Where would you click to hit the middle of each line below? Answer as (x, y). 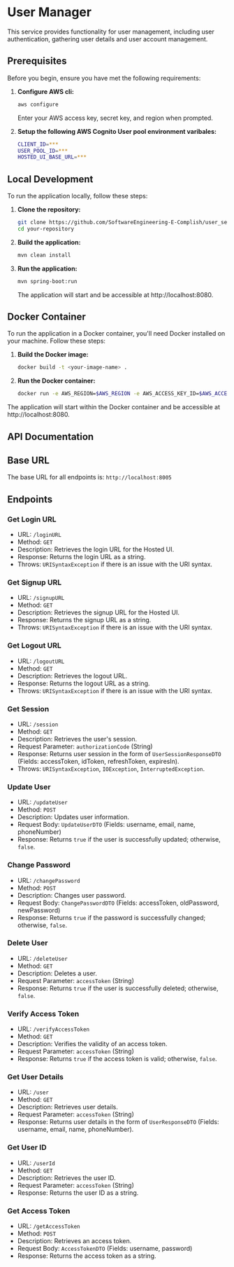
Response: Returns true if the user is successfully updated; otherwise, (119, 840)
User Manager (50, 12)
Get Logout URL (34, 645)
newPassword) (39, 910)
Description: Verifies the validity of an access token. (92, 1044)
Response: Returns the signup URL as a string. (84, 620)
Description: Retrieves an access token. (74, 1240)
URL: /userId (36, 1163)
